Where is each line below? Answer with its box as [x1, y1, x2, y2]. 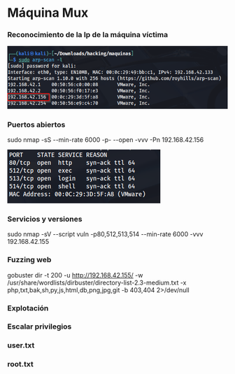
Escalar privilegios [7, 322, 72, 331]
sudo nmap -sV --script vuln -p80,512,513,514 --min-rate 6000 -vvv [7, 230, 204, 238]
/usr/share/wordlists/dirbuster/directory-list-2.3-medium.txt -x [7, 278, 187, 287]
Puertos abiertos [7, 120, 66, 129]
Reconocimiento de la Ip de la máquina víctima [7, 30, 169, 40]
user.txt [7, 340, 35, 350]
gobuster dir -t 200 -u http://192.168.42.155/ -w [7, 271, 143, 279]
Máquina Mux [7, 5, 89, 21]
